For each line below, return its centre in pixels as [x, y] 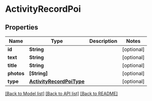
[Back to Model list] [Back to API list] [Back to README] [61, 94]
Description [103, 41]
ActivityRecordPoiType [57, 81]
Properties [22, 27]
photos [16, 73]
